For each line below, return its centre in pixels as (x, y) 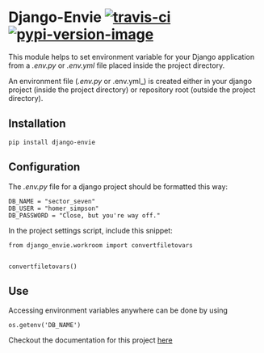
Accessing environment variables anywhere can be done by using (118, 310)
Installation (37, 124)
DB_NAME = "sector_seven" (52, 201)
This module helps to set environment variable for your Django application (132, 57)
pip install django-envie (52, 142)
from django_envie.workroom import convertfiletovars (101, 245)
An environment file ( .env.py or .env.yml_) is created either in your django (130, 81)
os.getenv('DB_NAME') (45, 326)
